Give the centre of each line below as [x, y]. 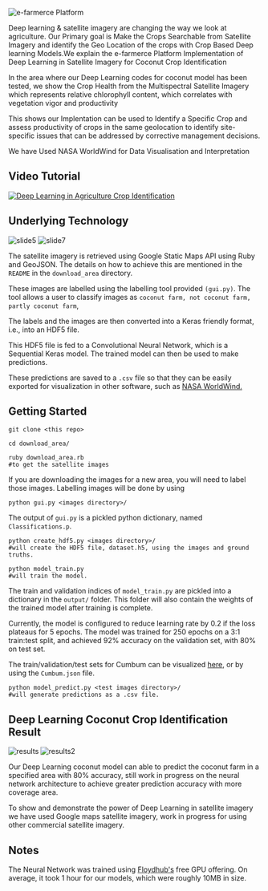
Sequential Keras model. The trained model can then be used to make [124, 354]
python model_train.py [46, 569]
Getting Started [48, 412]
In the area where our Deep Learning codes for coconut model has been [128, 77]
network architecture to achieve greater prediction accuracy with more [125, 784]
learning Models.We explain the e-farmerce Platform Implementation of [126, 53]
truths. [21, 555]
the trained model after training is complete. [81, 608]
